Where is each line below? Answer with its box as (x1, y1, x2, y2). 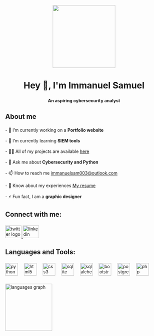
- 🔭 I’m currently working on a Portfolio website (5, 127, 104, 133)
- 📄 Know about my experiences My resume (5, 183, 96, 189)
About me (5, 112, 36, 121)
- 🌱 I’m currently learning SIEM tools (5, 138, 80, 144)
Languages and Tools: (5, 248, 76, 256)
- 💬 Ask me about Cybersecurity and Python (5, 159, 98, 165)
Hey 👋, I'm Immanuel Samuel (23, 80, 145, 91)
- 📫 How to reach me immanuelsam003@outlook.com (5, 170, 117, 176)
